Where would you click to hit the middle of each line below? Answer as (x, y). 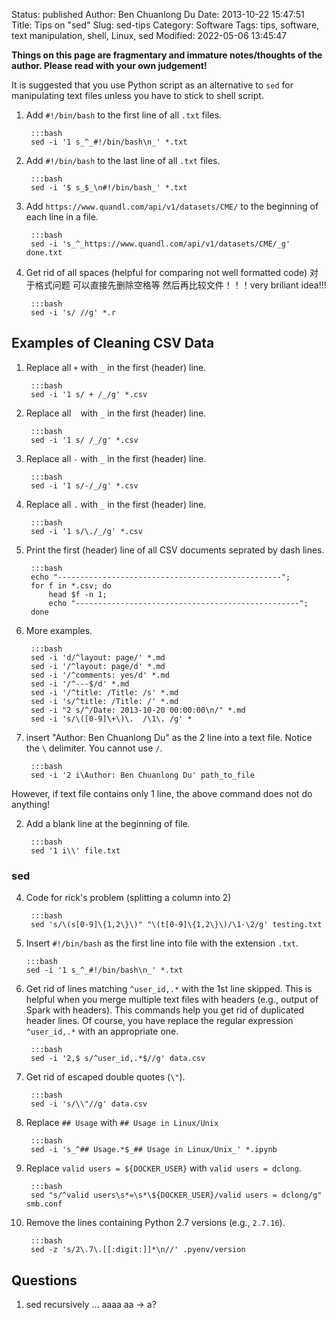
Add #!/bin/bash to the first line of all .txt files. (124, 115)
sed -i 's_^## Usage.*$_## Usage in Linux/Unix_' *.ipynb (154, 1150)
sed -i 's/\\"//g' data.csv (89, 1104)
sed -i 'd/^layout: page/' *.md (98, 657)
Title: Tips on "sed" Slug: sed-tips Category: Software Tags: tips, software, (165, 25)
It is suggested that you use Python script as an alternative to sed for (152, 85)
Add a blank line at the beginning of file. (108, 823)
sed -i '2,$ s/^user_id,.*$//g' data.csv (118, 1059)
